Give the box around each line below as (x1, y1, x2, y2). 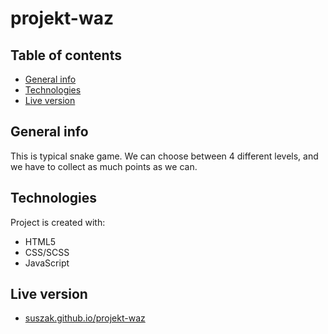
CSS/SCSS (24, 246, 70, 258)
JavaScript (24, 257, 70, 269)
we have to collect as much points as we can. (10, 160, 198, 172)
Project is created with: (10, 216, 106, 228)
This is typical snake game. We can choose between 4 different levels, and (10, 150, 319, 162)
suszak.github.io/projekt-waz (24, 312, 146, 324)
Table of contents (10, 47, 122, 64)
